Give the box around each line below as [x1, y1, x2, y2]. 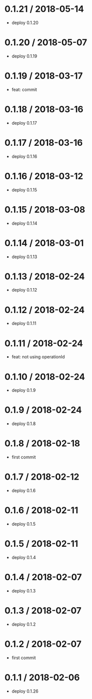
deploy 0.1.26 [11, 688, 38, 694]
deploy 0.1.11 [11, 321, 37, 326]
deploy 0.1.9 [11, 387, 36, 393]
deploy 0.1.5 [11, 521, 36, 527]
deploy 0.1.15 [11, 187, 37, 192]
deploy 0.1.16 [11, 153, 37, 159]
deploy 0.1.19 [11, 53, 37, 59]
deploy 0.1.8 [11, 421, 36, 427]
